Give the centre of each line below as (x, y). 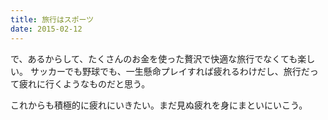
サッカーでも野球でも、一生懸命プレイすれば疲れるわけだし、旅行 (165, 71)
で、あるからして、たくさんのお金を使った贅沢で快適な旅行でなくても (154, 58)
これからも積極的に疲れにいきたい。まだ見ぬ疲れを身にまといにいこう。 (159, 105)
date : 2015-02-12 (46, 29)
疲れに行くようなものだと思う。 (84, 83)
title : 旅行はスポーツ (52, 19)
